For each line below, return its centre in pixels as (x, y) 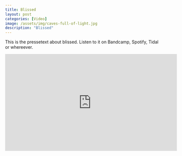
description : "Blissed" (29, 28)
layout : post (18, 14)
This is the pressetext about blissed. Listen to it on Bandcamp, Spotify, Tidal (82, 42)
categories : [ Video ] (26, 19)
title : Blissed (21, 10)
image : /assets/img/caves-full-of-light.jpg (51, 23)
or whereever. (19, 47)
